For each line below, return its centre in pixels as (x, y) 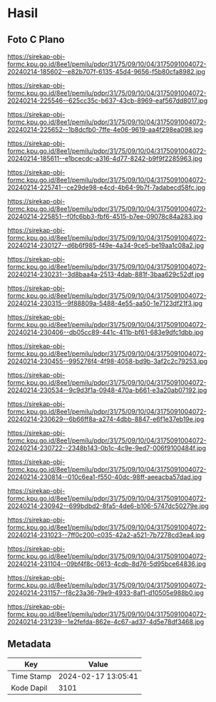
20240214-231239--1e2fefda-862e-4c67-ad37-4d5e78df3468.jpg (106, 622)
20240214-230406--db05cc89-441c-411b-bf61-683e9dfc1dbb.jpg (106, 332)
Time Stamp (31, 676)
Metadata (29, 644)
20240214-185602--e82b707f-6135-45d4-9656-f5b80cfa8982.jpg (106, 72)
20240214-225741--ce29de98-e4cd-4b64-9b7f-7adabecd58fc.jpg (106, 187)
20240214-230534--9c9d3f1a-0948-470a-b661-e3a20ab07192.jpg (107, 390)
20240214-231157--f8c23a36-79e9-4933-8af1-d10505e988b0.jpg (106, 593)
